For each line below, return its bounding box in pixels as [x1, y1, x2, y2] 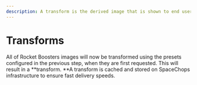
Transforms [6, 33, 64, 47]
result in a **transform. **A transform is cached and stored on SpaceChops [6, 66, 191, 73]
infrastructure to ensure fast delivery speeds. [6, 72, 116, 79]
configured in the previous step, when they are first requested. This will [6, 59, 179, 66]
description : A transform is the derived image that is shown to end [6, 8, 180, 15]
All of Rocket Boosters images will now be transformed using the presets [6, 53, 182, 60]
